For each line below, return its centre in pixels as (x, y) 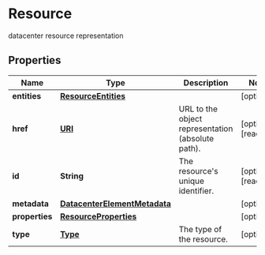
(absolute (196, 138)
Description (206, 82)
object (190, 118)
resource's (198, 171)
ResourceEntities (93, 96)
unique (192, 181)
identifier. (196, 190)
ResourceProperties (99, 216)
